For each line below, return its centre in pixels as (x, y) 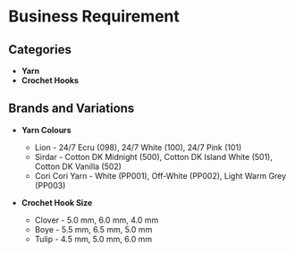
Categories (40, 50)
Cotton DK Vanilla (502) (78, 166)
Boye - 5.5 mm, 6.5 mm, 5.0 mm (93, 229)
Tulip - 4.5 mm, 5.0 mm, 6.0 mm (93, 239)
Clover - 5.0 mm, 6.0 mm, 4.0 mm (97, 220)
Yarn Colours (46, 130)
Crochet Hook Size (57, 202)
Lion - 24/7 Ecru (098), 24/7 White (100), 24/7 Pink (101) (138, 147)
